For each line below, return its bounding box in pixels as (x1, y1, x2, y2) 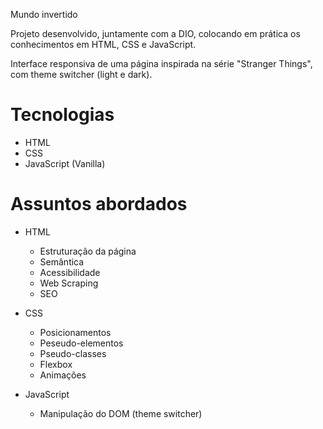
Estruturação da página (39, 245, 137, 257)
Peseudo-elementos (39, 337, 124, 349)
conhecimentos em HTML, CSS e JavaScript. (10, 39, 197, 50)
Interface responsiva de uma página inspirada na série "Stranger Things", (10, 58, 313, 69)
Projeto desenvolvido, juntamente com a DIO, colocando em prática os (10, 28, 301, 39)
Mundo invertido (10, 9, 78, 20)
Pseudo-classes (39, 347, 107, 359)
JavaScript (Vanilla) (24, 157, 106, 169)
